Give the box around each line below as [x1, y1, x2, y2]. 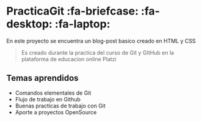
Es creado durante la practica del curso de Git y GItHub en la [21, 49, 175, 56]
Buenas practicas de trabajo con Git [15, 102, 106, 109]
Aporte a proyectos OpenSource [15, 108, 97, 116]
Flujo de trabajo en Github [15, 95, 81, 103]
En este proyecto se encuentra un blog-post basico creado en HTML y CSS [6, 37, 197, 44]
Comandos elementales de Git [15, 89, 92, 97]
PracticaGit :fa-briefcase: [6, 4, 139, 18]
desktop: [6, 17, 53, 31]
